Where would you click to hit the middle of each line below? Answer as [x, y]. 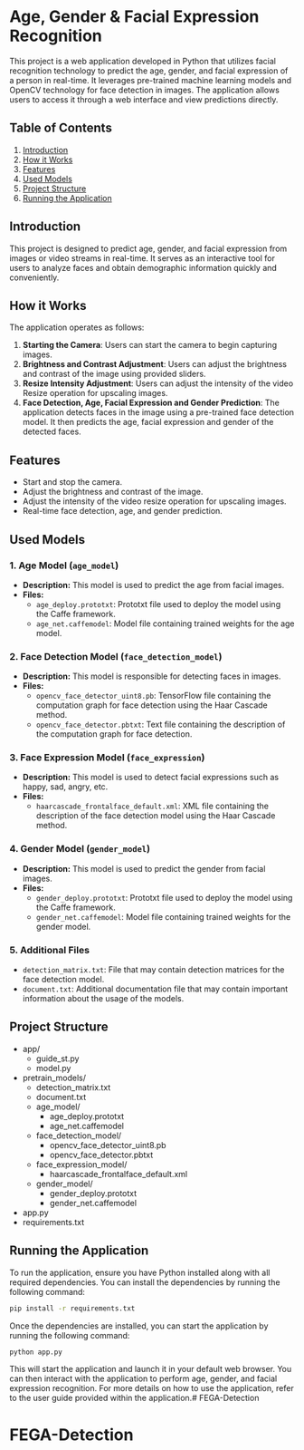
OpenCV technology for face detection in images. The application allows [145, 90]
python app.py [36, 1352]
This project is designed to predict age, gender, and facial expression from [148, 248]
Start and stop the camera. [72, 482]
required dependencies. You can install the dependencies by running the [145, 1282]
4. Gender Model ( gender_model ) [80, 849]
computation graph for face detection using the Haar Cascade [152, 705]
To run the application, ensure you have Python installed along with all [140, 1272]
